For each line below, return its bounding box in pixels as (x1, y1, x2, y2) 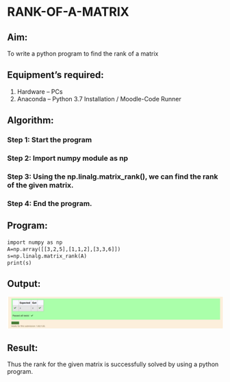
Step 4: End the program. (7, 199, 92, 208)
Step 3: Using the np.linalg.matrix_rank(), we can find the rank (7, 172, 218, 181)
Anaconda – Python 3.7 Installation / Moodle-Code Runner (16, 94, 181, 103)
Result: (7, 342, 38, 353)
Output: (7, 278, 41, 290)
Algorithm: (7, 114, 54, 127)
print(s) (7, 259, 32, 266)
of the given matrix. (7, 180, 74, 190)
